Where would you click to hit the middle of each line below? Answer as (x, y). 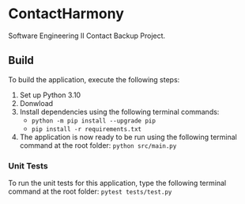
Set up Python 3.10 (50, 95)
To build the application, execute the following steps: (94, 79)
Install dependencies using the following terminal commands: (119, 111)
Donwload (36, 103)
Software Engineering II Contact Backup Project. (87, 36)
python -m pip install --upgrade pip (94, 121)
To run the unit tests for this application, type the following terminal (117, 183)
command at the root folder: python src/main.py (98, 145)
